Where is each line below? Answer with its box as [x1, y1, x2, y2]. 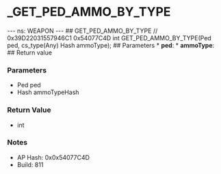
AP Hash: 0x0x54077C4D [16, 153, 90, 161]
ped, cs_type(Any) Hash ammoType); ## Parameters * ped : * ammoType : [7, 41, 215, 49]
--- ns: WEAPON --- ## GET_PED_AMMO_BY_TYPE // [7, 27, 158, 35]
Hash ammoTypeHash [16, 88, 80, 96]
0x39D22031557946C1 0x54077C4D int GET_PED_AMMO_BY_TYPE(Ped [7, 33, 212, 42]
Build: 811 [16, 160, 44, 169]
